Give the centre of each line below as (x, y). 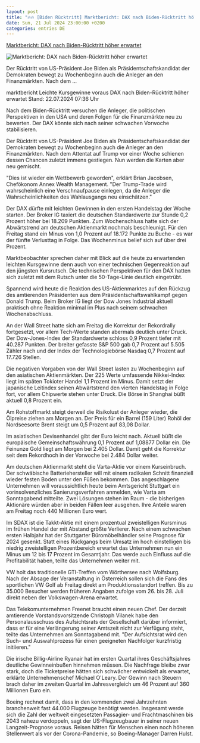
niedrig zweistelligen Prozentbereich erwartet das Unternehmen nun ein (94, 548)
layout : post (22, 12)
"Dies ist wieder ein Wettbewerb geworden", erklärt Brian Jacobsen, (90, 178)
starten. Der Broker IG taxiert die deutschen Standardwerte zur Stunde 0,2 (97, 215)
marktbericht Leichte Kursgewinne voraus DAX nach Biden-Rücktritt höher (98, 92)
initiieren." (18, 647)
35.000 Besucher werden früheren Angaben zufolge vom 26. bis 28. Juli (95, 592)
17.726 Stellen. (24, 357)
